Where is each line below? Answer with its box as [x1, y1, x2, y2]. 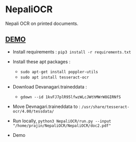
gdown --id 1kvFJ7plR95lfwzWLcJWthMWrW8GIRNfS [20, 94, 121, 100]
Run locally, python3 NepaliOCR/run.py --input [12, 118, 112, 124]
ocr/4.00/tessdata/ [12, 108, 55, 114]
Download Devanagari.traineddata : [12, 83, 88, 90]
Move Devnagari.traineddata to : [12, 103, 80, 109]
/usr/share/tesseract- [81, 104, 130, 109]
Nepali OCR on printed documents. [5, 20, 79, 26]
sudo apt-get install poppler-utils [20, 69, 98, 74]
